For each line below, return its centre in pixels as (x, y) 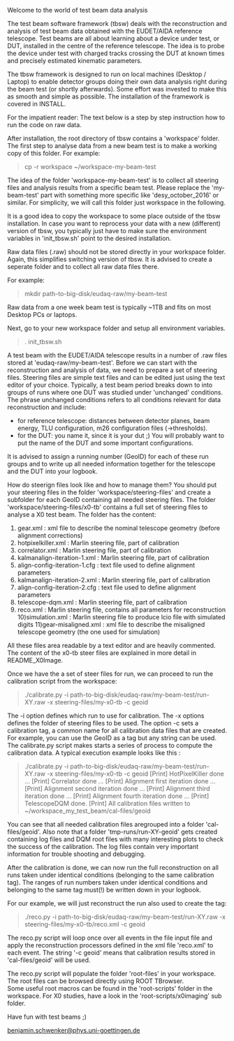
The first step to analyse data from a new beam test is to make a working (112, 146)
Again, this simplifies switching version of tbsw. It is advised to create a (110, 259)
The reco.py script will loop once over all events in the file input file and (110, 938)
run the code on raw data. (44, 125)
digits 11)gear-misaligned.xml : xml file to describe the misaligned (111, 625)
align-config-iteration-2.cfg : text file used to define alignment (107, 587)
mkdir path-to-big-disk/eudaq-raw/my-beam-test (96, 294)
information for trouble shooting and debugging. (76, 854)
